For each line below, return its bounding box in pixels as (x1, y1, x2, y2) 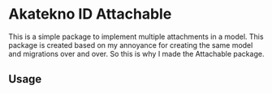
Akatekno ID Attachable (8, 5, 172, 23)
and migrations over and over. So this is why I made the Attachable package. (8, 49, 265, 58)
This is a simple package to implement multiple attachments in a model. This (8, 32, 264, 41)
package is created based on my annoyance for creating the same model (8, 40, 253, 49)
